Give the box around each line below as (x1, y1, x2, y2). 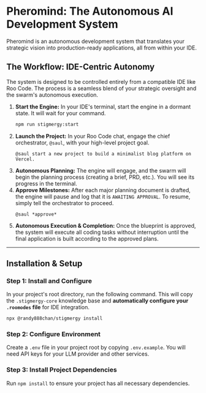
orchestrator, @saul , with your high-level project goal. (15, 139, 150, 146)
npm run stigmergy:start (15, 121, 79, 127)
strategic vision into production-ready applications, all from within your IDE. (6, 44, 197, 51)
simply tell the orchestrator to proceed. (15, 199, 114, 206)
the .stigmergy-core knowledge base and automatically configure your (6, 297, 189, 304)
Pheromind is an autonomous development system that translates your (6, 37, 185, 45)
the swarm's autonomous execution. (6, 91, 99, 99)
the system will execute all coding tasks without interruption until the (15, 228, 189, 236)
